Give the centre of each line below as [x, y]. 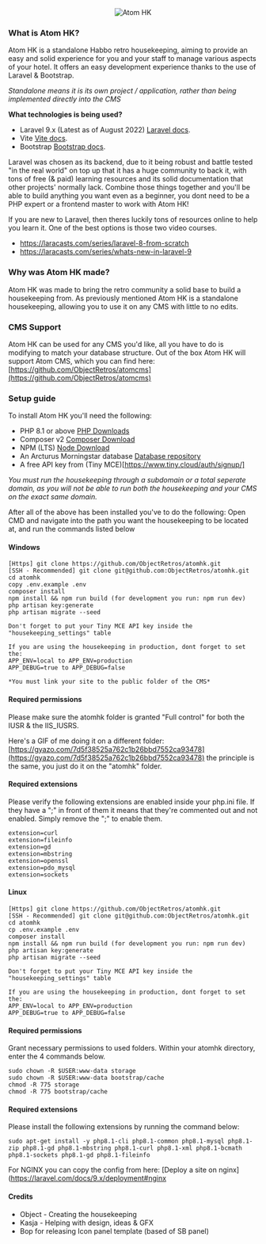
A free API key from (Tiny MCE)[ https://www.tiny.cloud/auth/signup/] [132, 465]
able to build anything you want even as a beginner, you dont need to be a [129, 196]
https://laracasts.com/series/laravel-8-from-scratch [104, 243]
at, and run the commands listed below [72, 529]
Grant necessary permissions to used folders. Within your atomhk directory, [132, 1048]
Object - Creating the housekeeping [78, 1214]
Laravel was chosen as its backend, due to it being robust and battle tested [131, 162]
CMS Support [35, 326]
